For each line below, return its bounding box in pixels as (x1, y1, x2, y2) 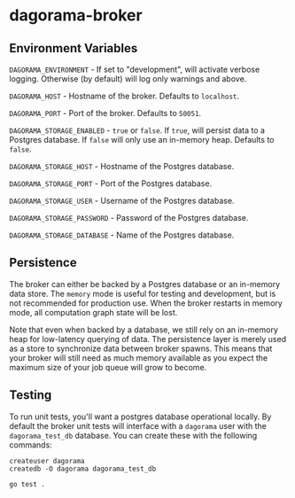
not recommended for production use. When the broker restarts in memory (9, 298, 283, 308)
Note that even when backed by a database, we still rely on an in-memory (9, 324, 279, 335)
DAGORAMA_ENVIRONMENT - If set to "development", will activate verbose (9, 64, 260, 74)
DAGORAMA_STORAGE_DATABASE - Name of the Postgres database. (9, 230, 235, 240)
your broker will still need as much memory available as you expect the (9, 352, 268, 363)
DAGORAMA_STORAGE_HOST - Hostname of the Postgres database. (9, 161, 235, 171)
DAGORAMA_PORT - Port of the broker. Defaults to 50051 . (9, 108, 202, 118)
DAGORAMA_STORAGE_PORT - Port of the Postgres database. (9, 178, 213, 189)
